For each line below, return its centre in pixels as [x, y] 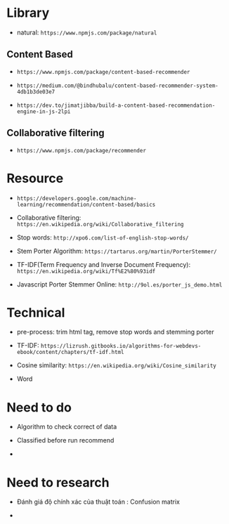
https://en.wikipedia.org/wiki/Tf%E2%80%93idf [86, 271]
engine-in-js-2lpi [44, 111]
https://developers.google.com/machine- [77, 198]
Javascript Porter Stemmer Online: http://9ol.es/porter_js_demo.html [119, 284]
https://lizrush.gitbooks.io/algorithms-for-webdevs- [121, 346]
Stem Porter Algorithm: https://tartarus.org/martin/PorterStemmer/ [117, 251]
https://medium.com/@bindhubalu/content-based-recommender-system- [117, 86]
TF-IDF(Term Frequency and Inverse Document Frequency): [104, 264]
